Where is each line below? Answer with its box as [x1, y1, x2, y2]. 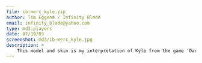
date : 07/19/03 [6, 31, 44, 37]
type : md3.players [6, 25, 52, 32]
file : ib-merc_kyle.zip [6, 8, 66, 15]
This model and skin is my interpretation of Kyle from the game [17, 48, 185, 54]
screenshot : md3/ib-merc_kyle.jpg [6, 37, 93, 43]
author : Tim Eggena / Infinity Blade [6, 14, 101, 20]
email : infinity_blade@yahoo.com [6, 20, 90, 26]
